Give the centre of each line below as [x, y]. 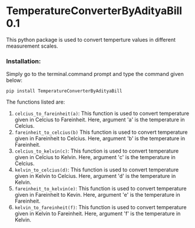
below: [14, 80]
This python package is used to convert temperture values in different [91, 39]
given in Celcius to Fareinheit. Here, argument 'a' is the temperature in [100, 120]
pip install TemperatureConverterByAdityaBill [64, 91]
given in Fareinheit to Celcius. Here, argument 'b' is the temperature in [100, 138]
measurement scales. [32, 46]
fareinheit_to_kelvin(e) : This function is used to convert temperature [100, 189]
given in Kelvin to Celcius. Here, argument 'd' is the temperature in [95, 176]
